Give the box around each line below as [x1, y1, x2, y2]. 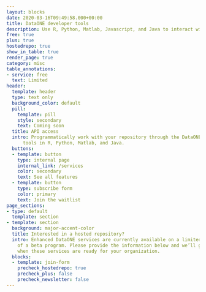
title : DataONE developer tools [6, 20, 89, 26]
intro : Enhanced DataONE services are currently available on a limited [12, 236, 202, 242]
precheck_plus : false [17, 271, 72, 277]
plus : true [6, 37, 34, 43]
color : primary [17, 191, 56, 197]
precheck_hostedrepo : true [17, 265, 86, 271]
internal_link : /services [17, 163, 84, 169]
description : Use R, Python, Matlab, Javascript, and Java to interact [6, 26, 193, 32]
